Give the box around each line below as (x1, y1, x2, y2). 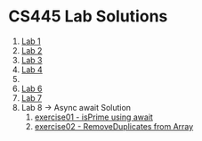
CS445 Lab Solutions (8, 6, 168, 27)
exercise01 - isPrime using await (34, 112, 153, 122)
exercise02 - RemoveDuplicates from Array (34, 120, 194, 131)
